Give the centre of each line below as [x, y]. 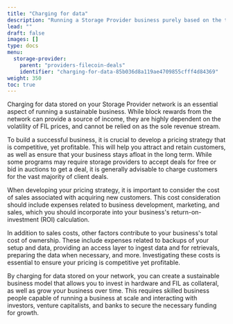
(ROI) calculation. [65, 220]
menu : [15, 53]
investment [23, 220]
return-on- [186, 212]
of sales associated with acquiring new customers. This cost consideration [114, 198]
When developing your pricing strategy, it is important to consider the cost [113, 190]
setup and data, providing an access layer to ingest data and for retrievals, [113, 248]
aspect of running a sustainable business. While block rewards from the [110, 112]
